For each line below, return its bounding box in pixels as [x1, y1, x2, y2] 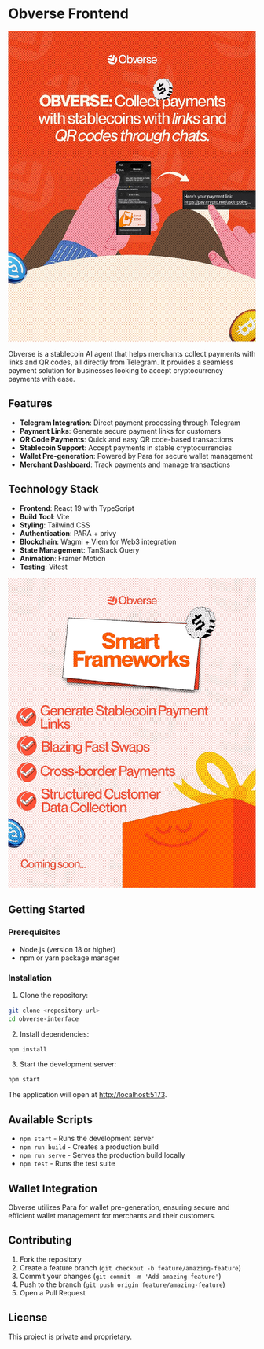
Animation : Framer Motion [19, 553, 106, 563]
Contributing [8, 1233, 72, 1247]
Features [8, 397, 53, 410]
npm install [8, 1045, 47, 1053]
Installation [8, 973, 53, 984]
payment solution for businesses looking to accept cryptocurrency [8, 366, 224, 375]
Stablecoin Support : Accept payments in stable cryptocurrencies [19, 442, 233, 453]
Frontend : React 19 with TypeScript [19, 503, 135, 512]
